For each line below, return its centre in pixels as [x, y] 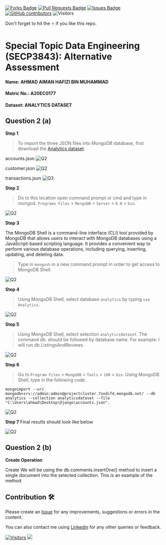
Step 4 [12, 289]
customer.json [20, 168]
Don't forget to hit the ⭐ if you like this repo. [51, 23]
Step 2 [12, 188]
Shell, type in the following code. [52, 380]
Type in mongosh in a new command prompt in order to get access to [89, 264]
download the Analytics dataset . [51, 148]
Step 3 [12, 223]
